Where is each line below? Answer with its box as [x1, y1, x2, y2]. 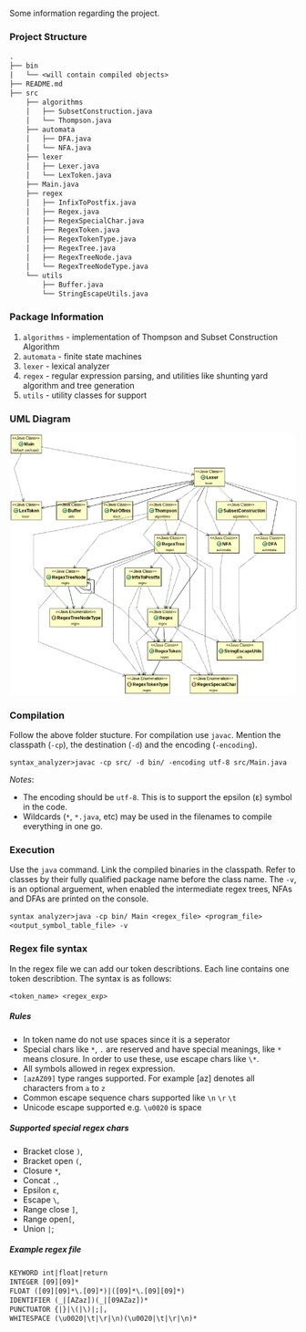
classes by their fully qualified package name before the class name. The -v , [9, 874, 297, 885]
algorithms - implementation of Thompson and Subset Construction [22, 331, 278, 342]
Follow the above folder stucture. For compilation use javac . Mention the [9, 730, 281, 741]
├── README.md [9, 79, 64, 89]
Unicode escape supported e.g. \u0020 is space [22, 1101, 202, 1112]
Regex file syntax [9, 942, 88, 955]
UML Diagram [9, 412, 71, 425]
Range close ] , [22, 1203, 79, 1214]
